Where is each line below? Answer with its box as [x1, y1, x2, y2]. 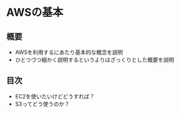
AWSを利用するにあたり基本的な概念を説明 [15, 49, 123, 56]
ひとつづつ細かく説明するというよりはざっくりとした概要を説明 [15, 56, 175, 63]
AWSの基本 [6, 5, 64, 19]
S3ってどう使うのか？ [15, 100, 70, 108]
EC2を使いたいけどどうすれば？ [15, 92, 95, 100]
